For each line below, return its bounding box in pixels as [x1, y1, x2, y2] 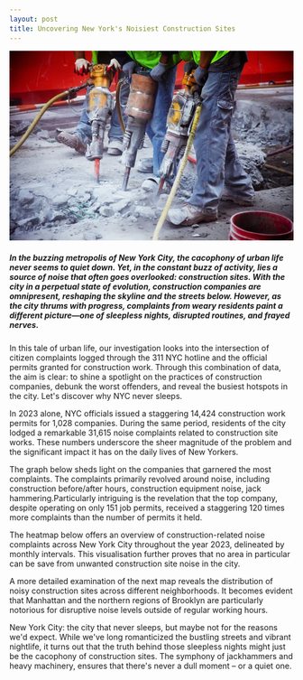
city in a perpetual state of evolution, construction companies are [9, 281, 262, 293]
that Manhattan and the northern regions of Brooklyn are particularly [9, 594, 264, 605]
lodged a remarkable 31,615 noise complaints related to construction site [9, 427, 279, 438]
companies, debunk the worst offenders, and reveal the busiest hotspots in [9, 380, 289, 392]
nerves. [9, 320, 39, 331]
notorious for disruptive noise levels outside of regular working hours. [9, 604, 269, 615]
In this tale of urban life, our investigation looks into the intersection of [9, 342, 270, 353]
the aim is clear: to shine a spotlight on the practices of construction [9, 371, 263, 382]
